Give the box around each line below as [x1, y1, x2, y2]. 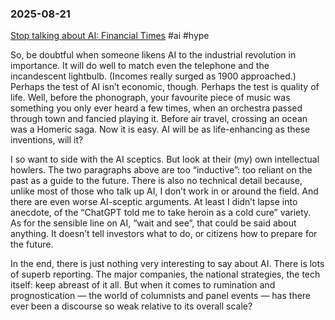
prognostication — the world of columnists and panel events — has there [10, 290, 312, 302]
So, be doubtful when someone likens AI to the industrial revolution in [10, 49, 297, 61]
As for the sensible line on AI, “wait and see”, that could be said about [10, 217, 297, 229]
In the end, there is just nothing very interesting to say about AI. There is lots [10, 258, 325, 270]
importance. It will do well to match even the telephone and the [10, 60, 270, 72]
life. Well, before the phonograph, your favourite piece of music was [10, 92, 291, 104]
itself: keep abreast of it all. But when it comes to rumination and [10, 279, 276, 291]
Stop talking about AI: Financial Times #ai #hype [10, 30, 210, 42]
